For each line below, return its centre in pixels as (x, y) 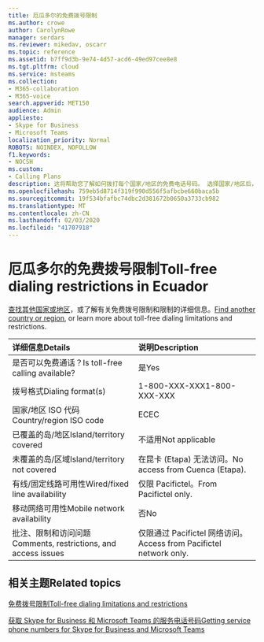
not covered (34, 469)
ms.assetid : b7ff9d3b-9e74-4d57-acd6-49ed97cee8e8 (93, 60)
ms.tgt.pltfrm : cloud (44, 67)
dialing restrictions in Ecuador (108, 286)
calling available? (44, 373)
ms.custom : (26, 169)
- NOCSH (21, 162)
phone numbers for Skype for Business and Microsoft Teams (106, 629)
